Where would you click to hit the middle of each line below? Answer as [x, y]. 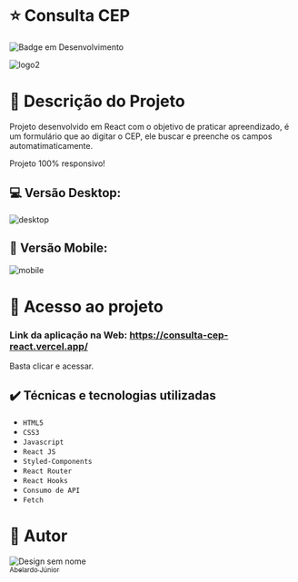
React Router [47, 471]
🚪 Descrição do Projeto [97, 101]
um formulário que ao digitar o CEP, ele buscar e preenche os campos [141, 136]
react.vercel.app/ [49, 346]
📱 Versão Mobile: [59, 248]
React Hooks [45, 480]
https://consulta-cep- [179, 335]
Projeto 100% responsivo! [58, 163]
